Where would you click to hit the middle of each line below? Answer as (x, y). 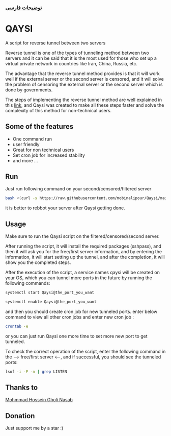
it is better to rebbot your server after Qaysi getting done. (65, 208)
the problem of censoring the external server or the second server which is (84, 84)
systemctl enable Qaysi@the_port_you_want (51, 302)
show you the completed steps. (38, 262)
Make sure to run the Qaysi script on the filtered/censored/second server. (82, 236)
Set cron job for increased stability (49, 155)
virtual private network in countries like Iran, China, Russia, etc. (72, 63)
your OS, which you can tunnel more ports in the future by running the (79, 278)
